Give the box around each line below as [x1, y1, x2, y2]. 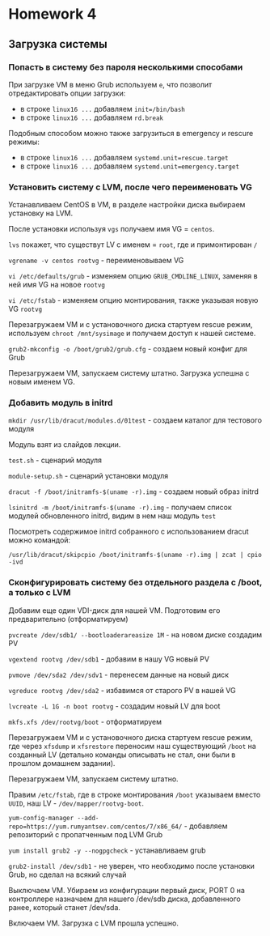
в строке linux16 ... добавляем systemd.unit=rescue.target [19, 152, 229, 162]
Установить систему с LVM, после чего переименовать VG [8, 181, 252, 193]
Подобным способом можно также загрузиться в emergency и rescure [8, 128, 254, 138]
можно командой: [8, 535, 71, 545]
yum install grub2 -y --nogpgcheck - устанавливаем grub [8, 845, 206, 855]
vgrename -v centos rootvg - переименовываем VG [8, 256, 184, 266]
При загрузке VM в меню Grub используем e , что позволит [8, 79, 213, 89]
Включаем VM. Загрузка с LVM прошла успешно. [8, 918, 179, 928]
